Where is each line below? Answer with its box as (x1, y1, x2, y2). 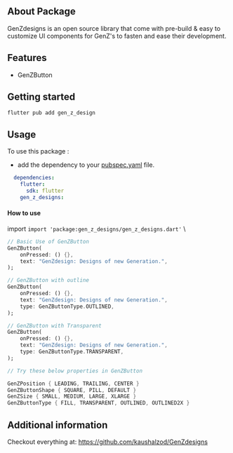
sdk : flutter (25, 187, 65, 194)
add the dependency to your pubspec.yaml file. (17, 161, 155, 169)
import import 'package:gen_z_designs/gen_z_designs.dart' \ (7, 224, 186, 233)
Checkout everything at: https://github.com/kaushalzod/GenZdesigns (7, 438, 208, 446)
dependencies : (13, 175, 55, 182)
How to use (7, 209, 41, 217)
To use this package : (7, 147, 69, 156)
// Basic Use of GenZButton (7, 238, 90, 245)
